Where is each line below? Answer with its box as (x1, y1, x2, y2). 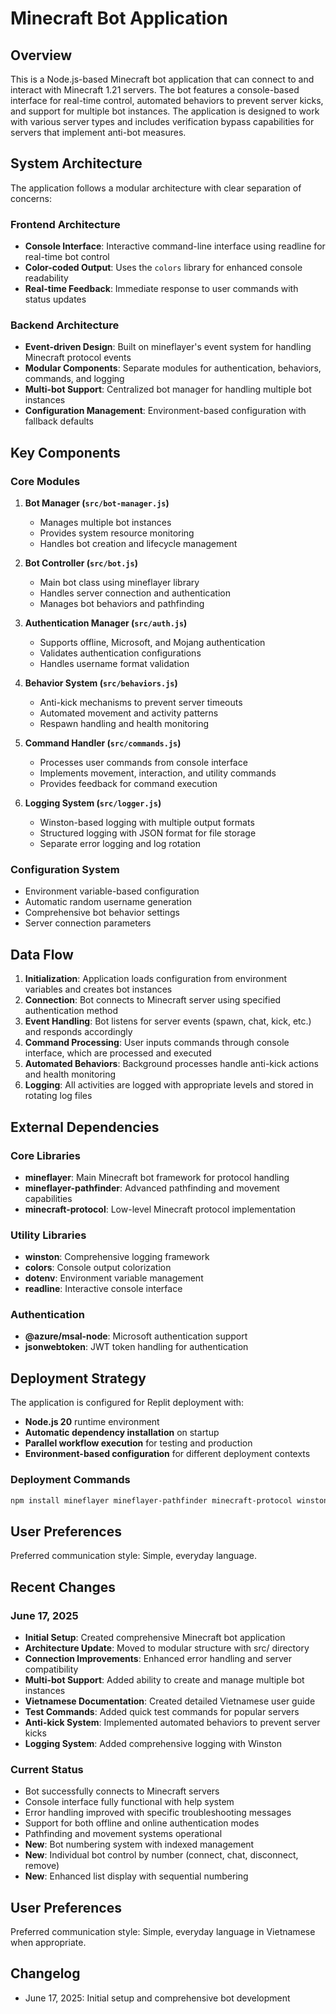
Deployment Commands (10, 1473, 131, 1487)
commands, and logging (24, 373, 125, 385)
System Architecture (10, 155, 143, 172)
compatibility (24, 1663, 79, 1675)
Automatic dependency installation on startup (24, 1427, 220, 1439)
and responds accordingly (24, 1026, 133, 1038)
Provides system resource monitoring (39, 527, 195, 539)
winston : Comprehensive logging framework (24, 1251, 210, 1263)
